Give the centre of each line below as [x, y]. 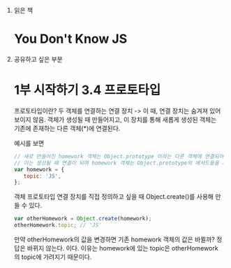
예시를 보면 [29, 143]
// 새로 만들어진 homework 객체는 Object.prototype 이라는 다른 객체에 [108, 156]
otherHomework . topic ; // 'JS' [58, 225]
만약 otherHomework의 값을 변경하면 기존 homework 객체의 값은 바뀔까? [114, 239]
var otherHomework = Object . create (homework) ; [83, 219]
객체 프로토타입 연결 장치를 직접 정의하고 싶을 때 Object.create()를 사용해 [114, 197]
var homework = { [39, 169]
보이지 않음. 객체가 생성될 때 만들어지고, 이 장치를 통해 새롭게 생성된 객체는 [115, 119]
